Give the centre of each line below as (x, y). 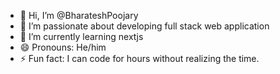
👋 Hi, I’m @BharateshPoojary (79, 15)
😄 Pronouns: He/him (63, 47)
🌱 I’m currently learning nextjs (81, 36)
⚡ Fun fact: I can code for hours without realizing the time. (139, 58)
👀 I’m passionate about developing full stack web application (144, 26)
